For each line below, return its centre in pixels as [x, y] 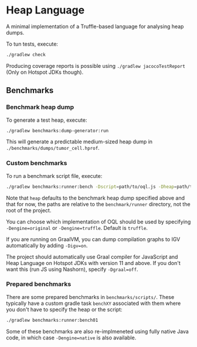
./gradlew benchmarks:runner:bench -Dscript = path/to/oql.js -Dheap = [91, 187]
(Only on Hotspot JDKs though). [45, 72]
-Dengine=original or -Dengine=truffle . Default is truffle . [77, 228]
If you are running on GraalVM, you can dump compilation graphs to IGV [93, 239]
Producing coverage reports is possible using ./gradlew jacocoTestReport [96, 66]
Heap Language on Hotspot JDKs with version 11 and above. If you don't [93, 263]
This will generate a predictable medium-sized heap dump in [79, 142]
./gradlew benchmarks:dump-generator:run [57, 130]
